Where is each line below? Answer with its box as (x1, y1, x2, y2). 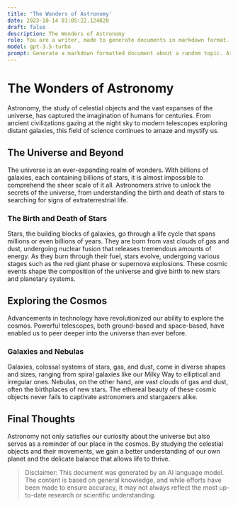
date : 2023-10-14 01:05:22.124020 (7, 17, 110, 24)
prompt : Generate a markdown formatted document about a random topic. (7, 50, 223, 57)
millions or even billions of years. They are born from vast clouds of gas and (7, 236, 229, 245)
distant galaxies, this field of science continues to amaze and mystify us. (7, 126, 220, 134)
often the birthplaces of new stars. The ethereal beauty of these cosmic (7, 385, 217, 393)
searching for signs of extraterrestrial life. (7, 195, 129, 204)
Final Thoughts (7, 413, 76, 425)
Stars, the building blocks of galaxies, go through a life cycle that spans (7, 229, 216, 238)
